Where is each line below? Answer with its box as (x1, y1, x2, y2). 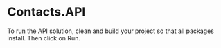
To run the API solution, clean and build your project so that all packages (7, 27, 215, 35)
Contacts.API (7, 4, 86, 20)
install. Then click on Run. (7, 34, 81, 42)
